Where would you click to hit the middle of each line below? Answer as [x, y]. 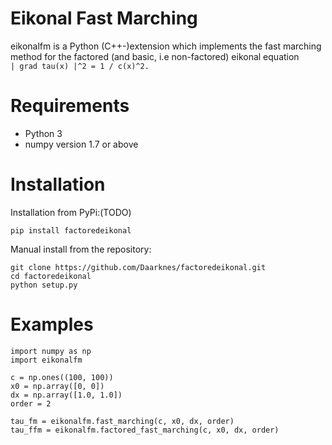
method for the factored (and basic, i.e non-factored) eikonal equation [155, 56]
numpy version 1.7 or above [81, 144]
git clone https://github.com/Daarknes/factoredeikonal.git [138, 267]
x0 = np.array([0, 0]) [57, 386]
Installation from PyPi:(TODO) [71, 212]
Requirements [70, 106]
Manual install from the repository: [81, 249]
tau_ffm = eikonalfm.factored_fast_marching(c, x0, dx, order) [145, 430]
